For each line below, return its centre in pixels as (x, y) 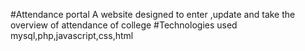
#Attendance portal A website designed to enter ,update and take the (153, 14)
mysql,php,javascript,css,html (72, 35)
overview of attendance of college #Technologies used (124, 25)
